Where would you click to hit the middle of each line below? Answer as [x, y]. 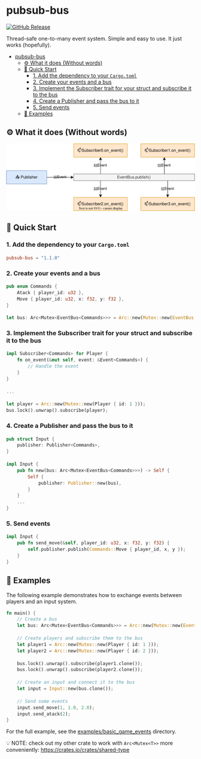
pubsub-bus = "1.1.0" [33, 258]
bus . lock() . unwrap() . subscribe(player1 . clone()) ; [80, 663]
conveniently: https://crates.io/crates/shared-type [68, 750]
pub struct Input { [31, 439]
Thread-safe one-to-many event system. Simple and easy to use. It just [94, 38]
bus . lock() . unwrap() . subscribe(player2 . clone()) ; [80, 670]
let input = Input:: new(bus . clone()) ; [65, 688]
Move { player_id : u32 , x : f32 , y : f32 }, [71, 299]
